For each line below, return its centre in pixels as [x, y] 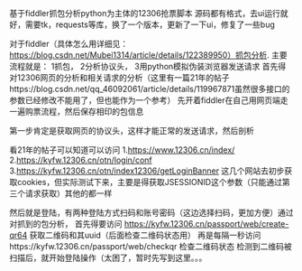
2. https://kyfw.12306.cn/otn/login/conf [81, 160]
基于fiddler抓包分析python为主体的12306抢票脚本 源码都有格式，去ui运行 [145, 13]
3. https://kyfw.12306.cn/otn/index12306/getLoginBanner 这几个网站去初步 [147, 171]
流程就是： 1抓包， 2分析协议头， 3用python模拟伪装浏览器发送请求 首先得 [148, 66]
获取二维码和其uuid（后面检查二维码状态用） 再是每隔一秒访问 [145, 235]
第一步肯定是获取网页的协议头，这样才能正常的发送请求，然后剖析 [132, 131]
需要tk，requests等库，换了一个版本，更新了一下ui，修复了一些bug [150, 24]
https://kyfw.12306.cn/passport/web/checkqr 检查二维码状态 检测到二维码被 [151, 246]
